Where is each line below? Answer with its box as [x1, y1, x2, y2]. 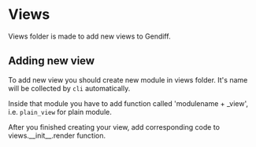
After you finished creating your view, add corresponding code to [8, 122, 221, 131]
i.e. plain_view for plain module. [8, 107, 112, 116]
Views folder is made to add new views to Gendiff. [8, 31, 171, 41]
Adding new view [8, 54, 95, 68]
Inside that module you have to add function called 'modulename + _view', [8, 98, 248, 108]
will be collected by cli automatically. [8, 83, 131, 93]
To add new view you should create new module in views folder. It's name [8, 75, 248, 84]
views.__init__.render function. [8, 130, 106, 140]
